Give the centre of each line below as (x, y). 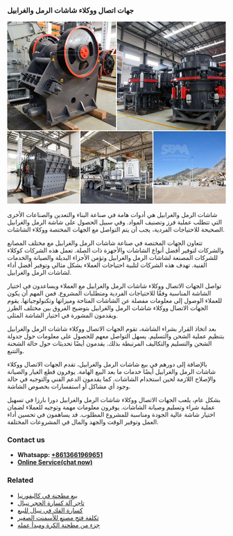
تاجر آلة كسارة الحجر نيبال (51, 503)
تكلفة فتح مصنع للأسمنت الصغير (58, 517)
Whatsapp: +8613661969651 (60, 455)
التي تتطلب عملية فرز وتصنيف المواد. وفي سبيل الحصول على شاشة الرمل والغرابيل (115, 222)
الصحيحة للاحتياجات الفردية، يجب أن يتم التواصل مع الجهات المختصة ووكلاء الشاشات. (116, 229)
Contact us (26, 440)
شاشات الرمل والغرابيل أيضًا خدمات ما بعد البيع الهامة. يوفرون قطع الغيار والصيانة (112, 371)
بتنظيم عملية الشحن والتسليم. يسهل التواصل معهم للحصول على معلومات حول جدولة (116, 336)
